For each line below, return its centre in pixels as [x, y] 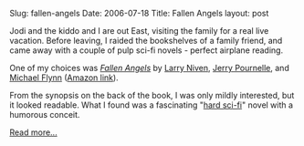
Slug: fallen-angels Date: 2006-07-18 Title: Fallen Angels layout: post [139, 13]
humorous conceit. [45, 115]
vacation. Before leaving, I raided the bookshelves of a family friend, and [146, 41]
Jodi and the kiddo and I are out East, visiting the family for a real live [139, 31]
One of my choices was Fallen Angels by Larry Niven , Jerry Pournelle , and [149, 68]
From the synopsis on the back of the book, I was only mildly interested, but [152, 95]
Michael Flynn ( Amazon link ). [64, 78]
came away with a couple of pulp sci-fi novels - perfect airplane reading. [147, 50]
